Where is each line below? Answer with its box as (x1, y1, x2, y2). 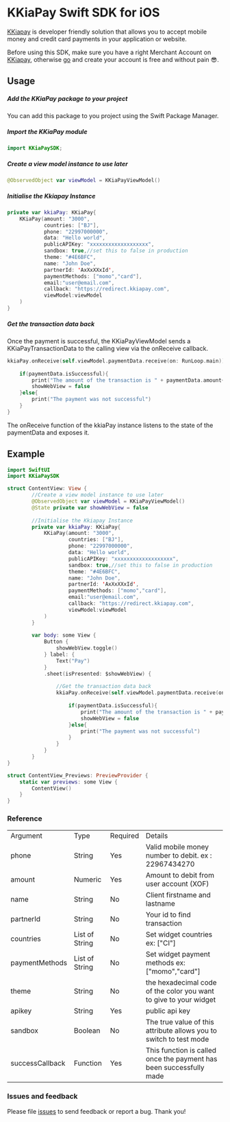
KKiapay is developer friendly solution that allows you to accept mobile (7, 27, 207, 36)
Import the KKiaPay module (7, 127, 88, 135)
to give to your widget (146, 994, 216, 1004)
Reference (7, 814, 42, 823)
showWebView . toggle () (55, 645, 118, 652)
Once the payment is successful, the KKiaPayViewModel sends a (7, 336, 191, 345)
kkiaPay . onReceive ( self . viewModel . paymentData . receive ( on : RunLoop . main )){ (7, 357, 228, 365)
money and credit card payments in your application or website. (7, 34, 187, 43)
